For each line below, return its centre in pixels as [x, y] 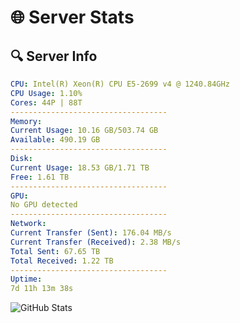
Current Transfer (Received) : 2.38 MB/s [96, 242]
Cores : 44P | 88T [46, 102]
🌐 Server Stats [72, 17]
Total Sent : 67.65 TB [55, 251]
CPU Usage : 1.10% [46, 93]
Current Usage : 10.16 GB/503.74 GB [84, 131]
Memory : [26, 121]
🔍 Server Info [54, 56]
